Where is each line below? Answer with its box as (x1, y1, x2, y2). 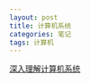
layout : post (9, 12, 58, 22)
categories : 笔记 (9, 29, 72, 38)
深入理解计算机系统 (9, 63, 81, 74)
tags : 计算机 (9, 37, 54, 47)
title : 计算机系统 (9, 21, 72, 30)
